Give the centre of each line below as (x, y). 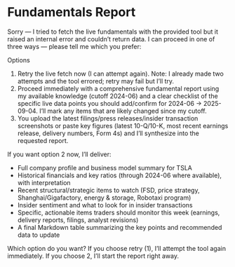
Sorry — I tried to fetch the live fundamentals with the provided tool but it (113, 32)
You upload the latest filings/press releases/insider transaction (108, 118)
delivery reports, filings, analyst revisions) (78, 220)
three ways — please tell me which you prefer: (74, 46)
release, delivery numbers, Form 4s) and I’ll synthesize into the (108, 133)
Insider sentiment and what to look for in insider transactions (105, 205)
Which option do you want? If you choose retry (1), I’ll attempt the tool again (117, 248)
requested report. (43, 140)
